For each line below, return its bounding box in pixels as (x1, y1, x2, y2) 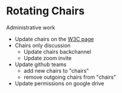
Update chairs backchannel (23, 48, 91, 55)
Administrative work (6, 24, 55, 31)
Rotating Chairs (6, 4, 85, 18)
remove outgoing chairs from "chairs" (23, 73, 117, 80)
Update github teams (14, 61, 67, 68)
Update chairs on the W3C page (14, 35, 94, 42)
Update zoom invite (23, 54, 72, 61)
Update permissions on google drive (14, 79, 104, 87)
